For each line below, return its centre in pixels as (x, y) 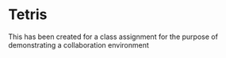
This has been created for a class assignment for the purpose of (113, 37)
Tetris (28, 15)
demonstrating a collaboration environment (79, 44)
